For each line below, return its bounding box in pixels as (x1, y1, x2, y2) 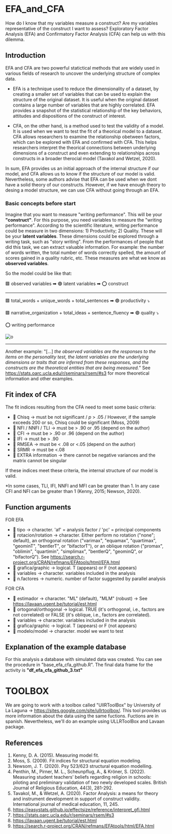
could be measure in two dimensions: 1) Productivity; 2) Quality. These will (5, 228, 162, 234)
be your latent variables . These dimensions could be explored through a (5, 233, 159, 240)
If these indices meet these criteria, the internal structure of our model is (5, 467, 158, 474)
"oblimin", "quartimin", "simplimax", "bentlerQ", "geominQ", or (12, 548, 143, 554)
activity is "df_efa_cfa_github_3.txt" (5, 667, 83, 673)
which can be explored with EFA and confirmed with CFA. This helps (12, 139, 157, 145)
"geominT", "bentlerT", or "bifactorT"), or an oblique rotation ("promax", (12, 543, 164, 549)
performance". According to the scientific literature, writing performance (5, 222, 158, 228)
